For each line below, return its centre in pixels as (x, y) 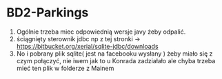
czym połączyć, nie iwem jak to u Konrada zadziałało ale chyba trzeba (116, 60)
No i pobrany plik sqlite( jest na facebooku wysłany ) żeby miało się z (114, 54)
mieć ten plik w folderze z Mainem (65, 68)
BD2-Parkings (48, 13)
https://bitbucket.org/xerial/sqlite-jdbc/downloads (88, 46)
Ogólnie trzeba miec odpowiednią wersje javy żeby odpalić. (101, 32)
